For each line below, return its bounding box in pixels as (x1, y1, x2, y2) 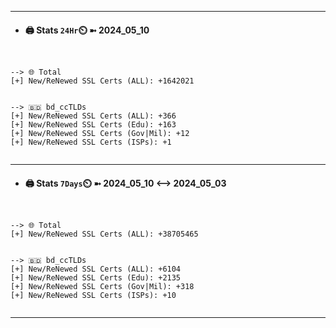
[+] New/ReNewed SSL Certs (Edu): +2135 (10, 273, 182, 283)
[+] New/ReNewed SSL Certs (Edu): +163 (10, 120, 177, 130)
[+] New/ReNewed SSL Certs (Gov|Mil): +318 (10, 282, 195, 292)
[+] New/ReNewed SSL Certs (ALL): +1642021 (10, 76, 195, 86)
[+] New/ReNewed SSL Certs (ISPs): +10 (10, 291, 177, 301)
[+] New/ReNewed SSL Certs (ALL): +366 (10, 111, 177, 121)
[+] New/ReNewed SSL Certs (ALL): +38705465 (10, 229, 199, 240)
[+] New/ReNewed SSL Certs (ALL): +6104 (10, 264, 182, 275)
